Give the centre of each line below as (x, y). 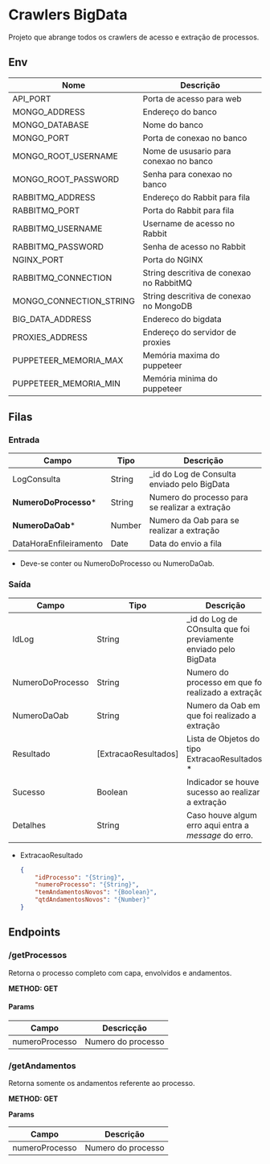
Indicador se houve (223, 782)
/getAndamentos (42, 1066)
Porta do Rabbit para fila (188, 210)
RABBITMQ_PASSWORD (58, 246)
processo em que (219, 682)
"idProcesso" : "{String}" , (80, 877)
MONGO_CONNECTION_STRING (74, 301)
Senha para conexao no (188, 174)
